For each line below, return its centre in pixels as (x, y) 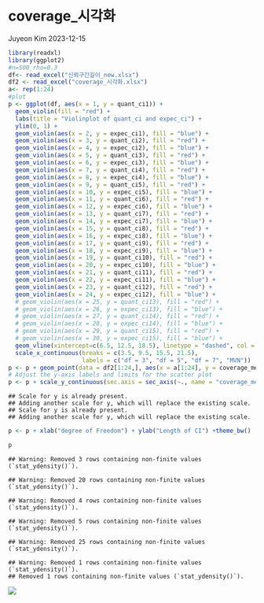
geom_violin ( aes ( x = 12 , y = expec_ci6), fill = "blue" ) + (114, 207)
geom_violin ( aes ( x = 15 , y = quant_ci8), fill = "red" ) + (112, 228)
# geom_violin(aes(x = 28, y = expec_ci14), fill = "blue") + (119, 324)
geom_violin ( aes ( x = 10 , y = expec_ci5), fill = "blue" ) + (114, 192)
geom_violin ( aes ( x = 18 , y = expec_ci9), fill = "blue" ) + (114, 250)
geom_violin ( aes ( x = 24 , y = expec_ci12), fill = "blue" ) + (115, 294)
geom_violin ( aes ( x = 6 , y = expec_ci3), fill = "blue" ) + (112, 163)
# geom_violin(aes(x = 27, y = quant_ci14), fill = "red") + (117, 316)
